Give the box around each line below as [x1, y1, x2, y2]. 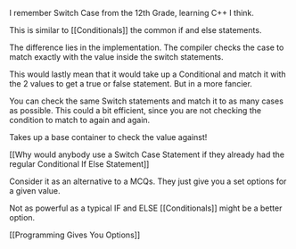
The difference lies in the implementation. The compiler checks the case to [9, 42, 284, 53]
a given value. [9, 186, 61, 195]
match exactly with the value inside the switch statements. [9, 52, 225, 62]
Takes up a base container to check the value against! [9, 132, 208, 142]
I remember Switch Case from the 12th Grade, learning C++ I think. [9, 8, 254, 18]
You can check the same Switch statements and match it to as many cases [9, 95, 284, 106]
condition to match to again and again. [9, 115, 151, 125]
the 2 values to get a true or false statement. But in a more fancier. [9, 79, 252, 88]
